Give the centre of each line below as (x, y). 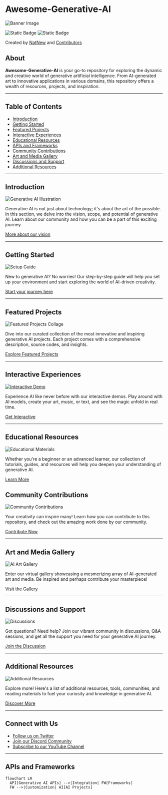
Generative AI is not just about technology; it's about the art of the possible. (83, 209)
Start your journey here (29, 292)
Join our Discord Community (42, 741)
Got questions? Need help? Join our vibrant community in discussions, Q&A (83, 631)
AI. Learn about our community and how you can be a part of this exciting (81, 219)
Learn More (17, 479)
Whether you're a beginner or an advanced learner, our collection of (75, 459)
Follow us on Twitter (33, 736)
